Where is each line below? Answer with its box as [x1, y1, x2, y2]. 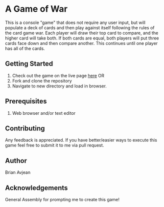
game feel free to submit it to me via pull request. [5, 143, 104, 148]
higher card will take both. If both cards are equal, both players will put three [5, 35, 159, 41]
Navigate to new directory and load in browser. [12, 83, 107, 89]
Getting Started [5, 60, 53, 68]
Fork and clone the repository [12, 78, 72, 83]
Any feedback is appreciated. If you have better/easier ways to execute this [5, 137, 158, 143]
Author [5, 156, 27, 165]
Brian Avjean [5, 169, 31, 175]
